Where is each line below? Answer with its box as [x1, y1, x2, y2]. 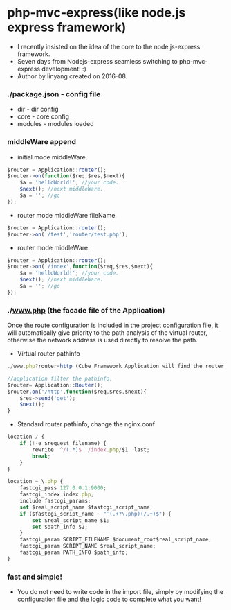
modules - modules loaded [17, 120, 95, 128]
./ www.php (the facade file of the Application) [7, 305, 165, 315]
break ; [32, 453, 51, 460]
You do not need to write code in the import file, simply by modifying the [17, 588, 223, 596]
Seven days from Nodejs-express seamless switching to [17, 57, 178, 65]
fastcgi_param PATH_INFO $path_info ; [19, 549, 129, 556]
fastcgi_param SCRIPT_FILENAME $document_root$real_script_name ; [19, 536, 212, 543]
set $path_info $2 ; [32, 523, 89, 530]
